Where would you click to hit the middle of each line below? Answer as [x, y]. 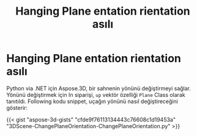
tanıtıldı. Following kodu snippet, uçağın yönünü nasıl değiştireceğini [92, 101]
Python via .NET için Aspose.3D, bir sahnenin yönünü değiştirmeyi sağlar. [99, 88]
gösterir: [17, 107]
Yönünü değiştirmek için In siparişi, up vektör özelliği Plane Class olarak [96, 95]
